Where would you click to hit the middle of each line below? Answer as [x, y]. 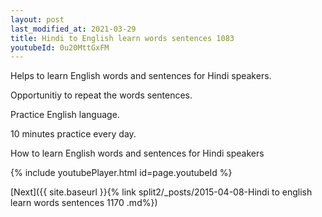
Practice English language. [65, 115]
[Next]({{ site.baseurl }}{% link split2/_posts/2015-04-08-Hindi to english [161, 192]
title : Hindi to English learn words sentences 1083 [122, 38]
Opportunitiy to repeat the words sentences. [101, 95]
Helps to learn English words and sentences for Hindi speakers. [141, 76]
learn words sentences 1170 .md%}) [84, 203]
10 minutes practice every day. [73, 134]
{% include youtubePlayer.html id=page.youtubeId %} [121, 173]
